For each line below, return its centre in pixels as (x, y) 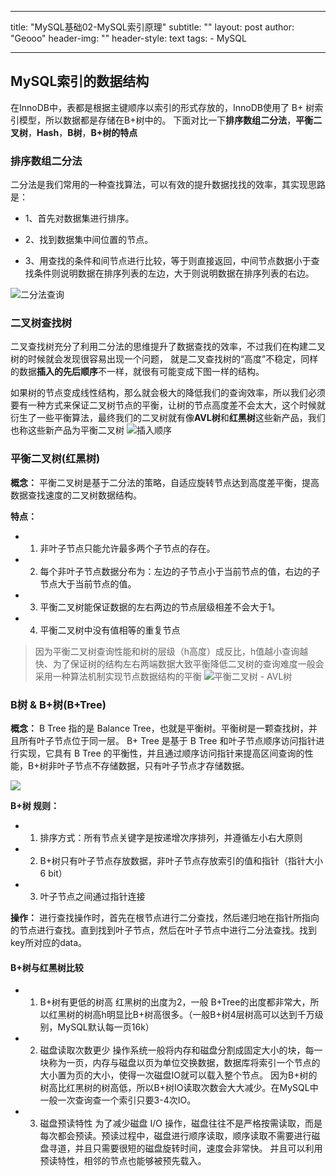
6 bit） (53, 873)
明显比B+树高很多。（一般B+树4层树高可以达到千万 (210, 1015)
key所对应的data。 (49, 942)
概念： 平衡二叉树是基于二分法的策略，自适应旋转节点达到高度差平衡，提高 (165, 482)
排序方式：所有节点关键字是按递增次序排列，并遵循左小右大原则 (171, 837)
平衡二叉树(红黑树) (55, 459)
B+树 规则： (35, 805)
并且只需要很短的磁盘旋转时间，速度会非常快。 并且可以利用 (198, 1148)
